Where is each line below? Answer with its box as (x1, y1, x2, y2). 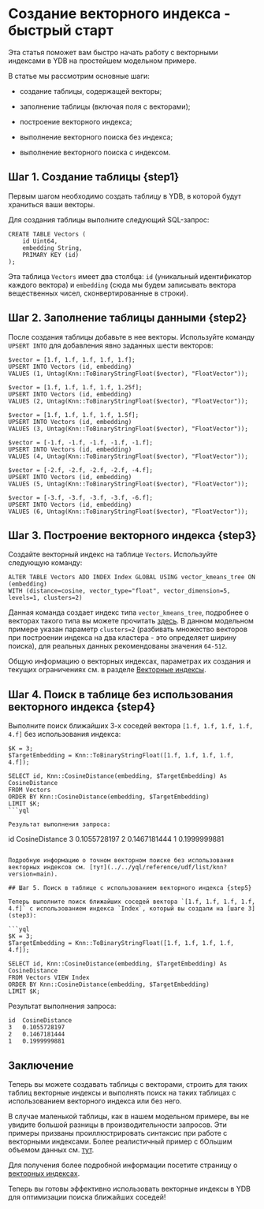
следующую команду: (8, 558, 83, 567)
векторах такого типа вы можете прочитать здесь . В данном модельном (8, 616, 255, 626)
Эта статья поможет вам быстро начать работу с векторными (8, 47, 218, 57)
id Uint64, (22, 237, 58, 245)
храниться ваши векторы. (8, 199, 95, 209)
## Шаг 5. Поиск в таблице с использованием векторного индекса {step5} (8, 884, 252, 892)
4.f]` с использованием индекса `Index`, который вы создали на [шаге (8, 905, 245, 913)
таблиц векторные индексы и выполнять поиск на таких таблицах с (8, 1088, 236, 1097)
